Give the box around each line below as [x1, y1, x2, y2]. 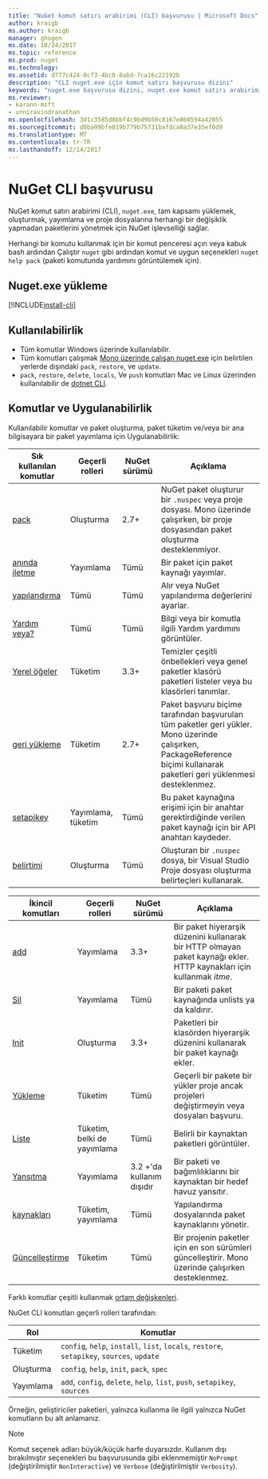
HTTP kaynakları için [173, 961, 251, 972]
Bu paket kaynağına [160, 791, 235, 803]
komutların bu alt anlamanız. [8, 1413, 101, 1423]
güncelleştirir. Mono [173, 1252, 249, 1263]
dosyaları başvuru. [173, 1110, 243, 1121]
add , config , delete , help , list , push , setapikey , [61, 1376, 236, 1387]
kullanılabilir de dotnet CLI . [19, 378, 108, 388]
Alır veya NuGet [160, 580, 220, 591]
